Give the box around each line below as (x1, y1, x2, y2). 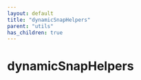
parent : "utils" (7, 23, 54, 29)
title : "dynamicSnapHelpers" (7, 16, 91, 23)
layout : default (7, 10, 54, 17)
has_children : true (7, 29, 63, 36)
